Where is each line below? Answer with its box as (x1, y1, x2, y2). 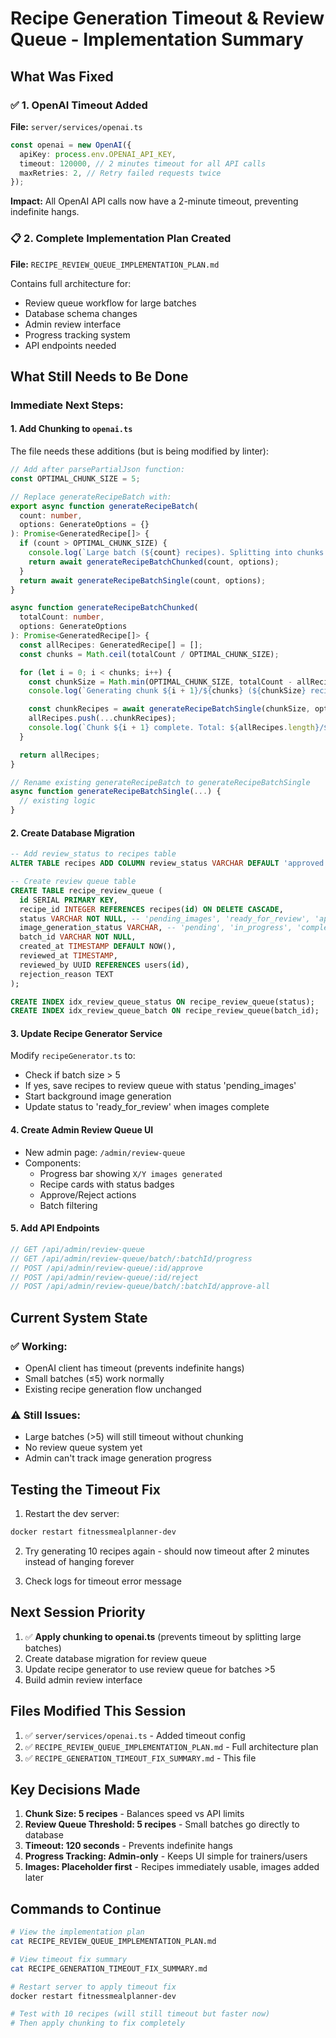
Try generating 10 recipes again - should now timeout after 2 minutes (24, 1545, 310, 1557)
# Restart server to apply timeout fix (10, 1982, 177, 1992)
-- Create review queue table (10, 877, 137, 887)
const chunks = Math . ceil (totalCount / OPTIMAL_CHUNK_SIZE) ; (19, 649, 280, 659)
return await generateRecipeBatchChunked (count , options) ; (28, 557, 280, 567)
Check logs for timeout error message (24, 1575, 182, 1587)
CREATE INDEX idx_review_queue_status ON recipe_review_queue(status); (10, 997, 315, 1007)
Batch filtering (39, 1199, 98, 1211)
